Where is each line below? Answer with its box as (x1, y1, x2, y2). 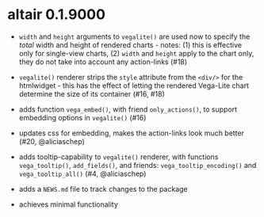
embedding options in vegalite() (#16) (18, 112, 147, 122)
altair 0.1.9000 (7, 6, 106, 24)
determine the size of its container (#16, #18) (18, 89, 166, 98)
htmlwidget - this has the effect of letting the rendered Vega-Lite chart (18, 81, 249, 90)
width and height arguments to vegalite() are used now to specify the (18, 32, 251, 41)
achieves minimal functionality (18, 200, 118, 209)
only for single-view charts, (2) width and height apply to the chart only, (18, 48, 254, 58)
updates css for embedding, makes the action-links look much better (18, 128, 245, 138)
